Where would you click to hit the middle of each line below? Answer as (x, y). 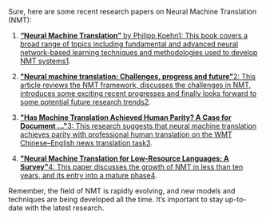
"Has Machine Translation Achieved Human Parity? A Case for (125, 117)
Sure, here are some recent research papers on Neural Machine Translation (133, 12)
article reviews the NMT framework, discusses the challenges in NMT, (135, 85)
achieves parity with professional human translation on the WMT (126, 134)
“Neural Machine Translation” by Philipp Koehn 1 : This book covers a (134, 36)
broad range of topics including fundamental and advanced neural (129, 44)
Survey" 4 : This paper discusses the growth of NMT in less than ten (131, 167)
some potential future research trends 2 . (85, 102)
